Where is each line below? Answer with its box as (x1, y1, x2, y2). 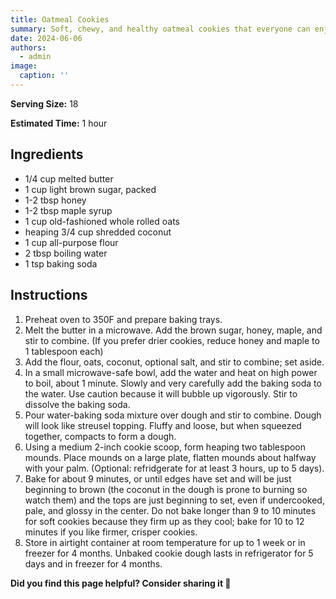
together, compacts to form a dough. (24, 430, 177, 442)
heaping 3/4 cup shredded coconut (24, 226, 172, 238)
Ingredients (10, 146, 84, 163)
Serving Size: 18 (10, 97, 79, 110)
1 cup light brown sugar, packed (24, 183, 157, 195)
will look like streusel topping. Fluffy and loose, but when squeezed (24, 419, 302, 431)
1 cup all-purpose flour (24, 236, 119, 248)
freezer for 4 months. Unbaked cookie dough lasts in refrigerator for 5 (24, 547, 314, 559)
